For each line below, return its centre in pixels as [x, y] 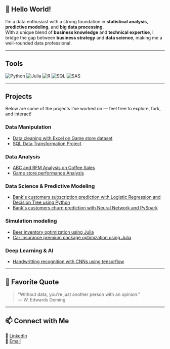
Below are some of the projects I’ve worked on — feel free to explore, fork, [83, 109]
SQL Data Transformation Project [47, 143]
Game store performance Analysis [48, 173]
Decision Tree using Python [41, 202]
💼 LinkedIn [16, 336]
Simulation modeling [31, 221]
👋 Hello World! [28, 9]
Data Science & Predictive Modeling [50, 186]
